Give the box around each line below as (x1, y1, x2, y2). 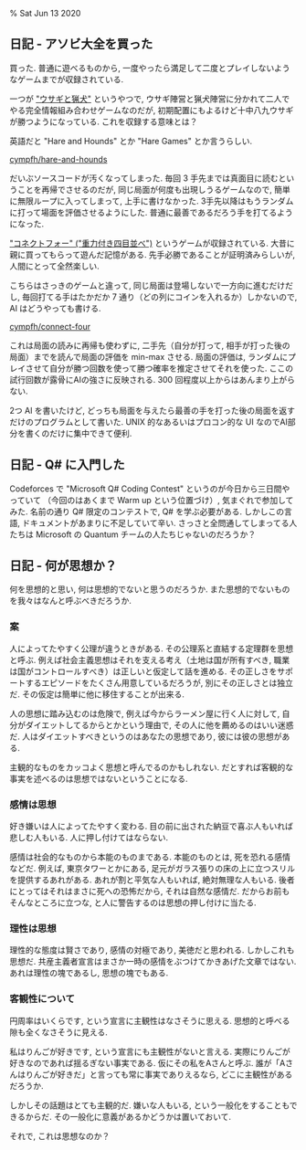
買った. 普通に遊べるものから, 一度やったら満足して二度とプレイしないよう (9, 62, 290, 73)
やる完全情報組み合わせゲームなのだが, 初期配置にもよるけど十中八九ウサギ (9, 104, 294, 115)
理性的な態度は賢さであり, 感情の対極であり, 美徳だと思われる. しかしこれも (9, 944, 295, 955)
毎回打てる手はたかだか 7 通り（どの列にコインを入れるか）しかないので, (21, 291, 298, 302)
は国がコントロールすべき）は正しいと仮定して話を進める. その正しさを (9, 666, 278, 677)
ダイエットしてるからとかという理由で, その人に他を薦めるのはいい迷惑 (25, 719, 294, 730)
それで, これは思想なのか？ (9, 1130, 111, 1141)
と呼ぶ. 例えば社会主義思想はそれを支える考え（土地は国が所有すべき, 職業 (9, 654, 290, 665)
